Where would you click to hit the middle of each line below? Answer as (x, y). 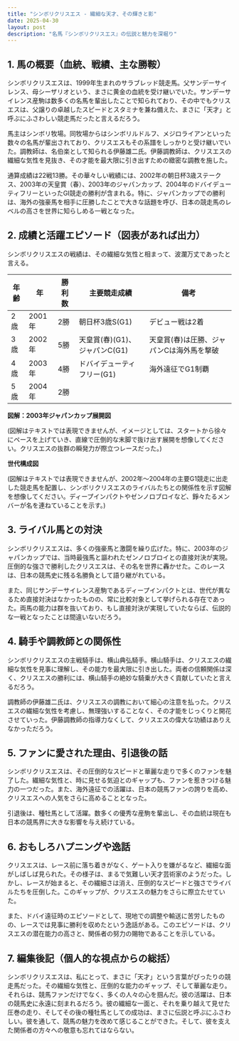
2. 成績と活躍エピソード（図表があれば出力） (106, 236)
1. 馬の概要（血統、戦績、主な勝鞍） (87, 64)
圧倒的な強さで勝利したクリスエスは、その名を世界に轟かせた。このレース (116, 566)
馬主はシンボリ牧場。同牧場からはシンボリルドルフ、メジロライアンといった (119, 134)
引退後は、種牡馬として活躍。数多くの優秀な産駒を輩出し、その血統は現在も (119, 813)
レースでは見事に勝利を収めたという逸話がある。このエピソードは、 (119, 925)
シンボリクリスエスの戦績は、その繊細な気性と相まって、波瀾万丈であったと (119, 254)
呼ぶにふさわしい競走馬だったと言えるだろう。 (75, 119)
